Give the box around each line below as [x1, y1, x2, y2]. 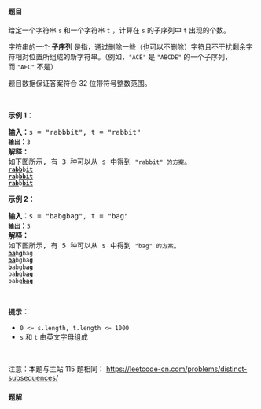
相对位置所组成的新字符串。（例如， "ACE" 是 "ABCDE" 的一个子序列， [14, 52, 232, 61]
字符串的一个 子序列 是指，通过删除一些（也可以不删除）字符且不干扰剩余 [8, 43, 246, 52]
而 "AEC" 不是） [8, 62, 57, 72]
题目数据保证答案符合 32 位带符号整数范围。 [8, 79, 152, 88]
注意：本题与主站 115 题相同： [8, 364, 105, 374]
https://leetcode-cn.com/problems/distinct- [105, 364, 248, 374]
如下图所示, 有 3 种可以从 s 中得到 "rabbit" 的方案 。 [8, 158, 191, 166]
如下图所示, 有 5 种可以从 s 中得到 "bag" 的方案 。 [8, 241, 181, 251]
